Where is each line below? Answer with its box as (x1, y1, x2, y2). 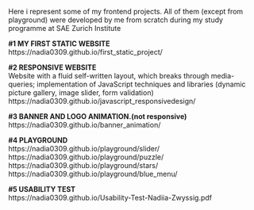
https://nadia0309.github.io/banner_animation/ (8, 120, 161, 129)
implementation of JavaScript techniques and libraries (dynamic (37, 79, 246, 89)
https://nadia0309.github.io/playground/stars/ (8, 161, 159, 170)
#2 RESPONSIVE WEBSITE (8, 63, 97, 72)
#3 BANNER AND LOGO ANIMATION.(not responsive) (8, 112, 187, 121)
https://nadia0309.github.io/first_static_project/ (8, 48, 163, 56)
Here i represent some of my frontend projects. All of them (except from (8, 7, 244, 16)
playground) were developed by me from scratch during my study (8, 15, 224, 25)
